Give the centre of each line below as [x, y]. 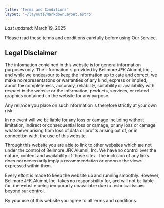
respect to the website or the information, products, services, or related [77, 91]
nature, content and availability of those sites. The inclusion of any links [77, 156]
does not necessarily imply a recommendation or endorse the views [73, 161]
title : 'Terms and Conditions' [37, 10]
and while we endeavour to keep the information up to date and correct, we [81, 75]
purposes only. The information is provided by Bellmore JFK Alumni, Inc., [79, 70]
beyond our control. [25, 191]
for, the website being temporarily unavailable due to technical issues [75, 186]
